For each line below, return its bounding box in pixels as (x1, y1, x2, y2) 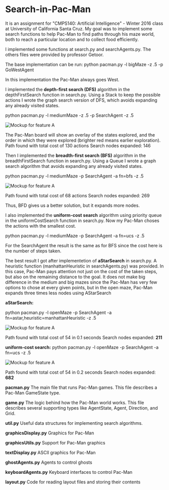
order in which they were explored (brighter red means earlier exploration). (5, 137, 161, 143)
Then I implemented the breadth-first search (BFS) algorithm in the (5, 152, 146, 158)
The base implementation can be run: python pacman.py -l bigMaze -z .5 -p (5, 61, 163, 67)
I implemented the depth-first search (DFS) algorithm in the (5, 86, 130, 92)
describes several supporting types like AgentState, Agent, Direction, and (5, 405, 158, 411)
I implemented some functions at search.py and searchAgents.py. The (5, 46, 151, 52)
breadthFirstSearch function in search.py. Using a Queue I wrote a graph (5, 158, 156, 164)
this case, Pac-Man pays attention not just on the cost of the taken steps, (5, 268, 157, 274)
